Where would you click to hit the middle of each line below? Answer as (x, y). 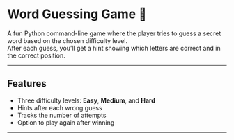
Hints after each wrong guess (60, 107)
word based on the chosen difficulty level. (67, 40)
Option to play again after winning (66, 122)
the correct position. (36, 55)
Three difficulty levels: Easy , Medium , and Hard (86, 100)
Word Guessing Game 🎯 (77, 14)
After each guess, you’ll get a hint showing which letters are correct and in (114, 48)
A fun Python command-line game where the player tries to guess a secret (114, 33)
